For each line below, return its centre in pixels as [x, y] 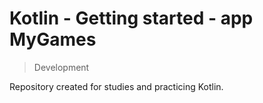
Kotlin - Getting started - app [131, 18]
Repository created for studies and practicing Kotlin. [116, 86]
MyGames [53, 39]
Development [61, 67]
